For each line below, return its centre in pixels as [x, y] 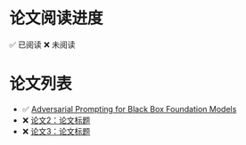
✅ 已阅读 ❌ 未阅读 [42, 44]
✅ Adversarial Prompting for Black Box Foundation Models [129, 109]
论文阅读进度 [57, 18]
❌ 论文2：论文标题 [56, 120]
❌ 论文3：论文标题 [56, 131]
